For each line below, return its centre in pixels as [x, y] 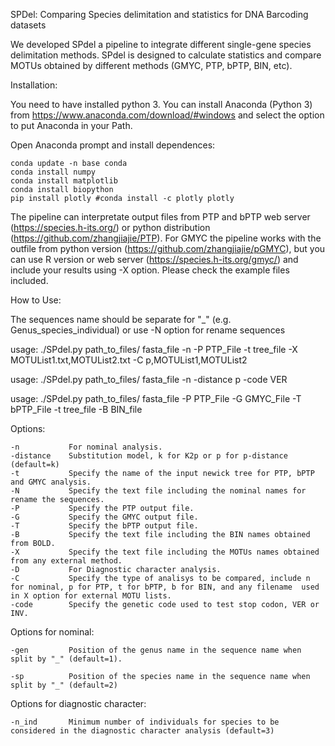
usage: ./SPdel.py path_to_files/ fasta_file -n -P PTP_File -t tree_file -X [154, 349]
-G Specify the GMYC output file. [104, 517]
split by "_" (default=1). [66, 659]
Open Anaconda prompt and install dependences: [113, 145]
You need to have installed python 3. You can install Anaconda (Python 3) [161, 104]
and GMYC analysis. [51, 482]
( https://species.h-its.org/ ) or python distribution [110, 227]
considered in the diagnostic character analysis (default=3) [142, 731]
